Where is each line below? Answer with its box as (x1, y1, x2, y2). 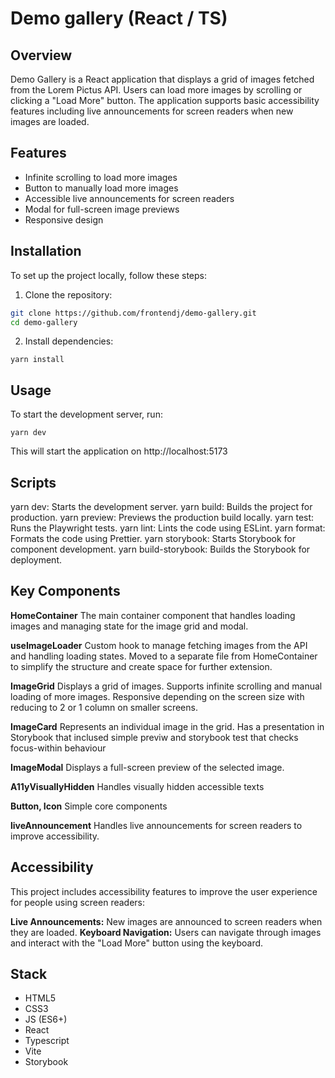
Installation (10, 243, 82, 260)
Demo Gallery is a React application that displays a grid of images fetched (10, 73, 315, 85)
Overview (10, 47, 73, 64)
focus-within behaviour (10, 742, 107, 754)
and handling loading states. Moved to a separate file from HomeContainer (10, 650, 318, 662)
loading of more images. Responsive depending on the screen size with (10, 690, 305, 702)
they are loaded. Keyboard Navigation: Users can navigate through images (10, 926, 322, 938)
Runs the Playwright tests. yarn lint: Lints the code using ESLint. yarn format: (10, 522, 326, 534)
